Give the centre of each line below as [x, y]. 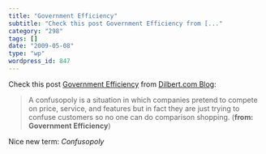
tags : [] [23, 38]
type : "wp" [27, 53]
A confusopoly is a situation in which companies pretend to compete [143, 100]
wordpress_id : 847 [39, 62]
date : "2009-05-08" [41, 46]
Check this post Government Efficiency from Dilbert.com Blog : [112, 84]
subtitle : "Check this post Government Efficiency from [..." [116, 24]
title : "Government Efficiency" [63, 16]
